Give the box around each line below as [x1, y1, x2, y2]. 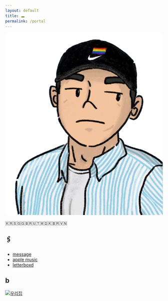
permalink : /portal [5, 18, 46, 23]
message [12, 251, 31, 257]
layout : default [5, 8, 39, 13]
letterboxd [12, 261, 34, 267]
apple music [12, 256, 38, 262]
